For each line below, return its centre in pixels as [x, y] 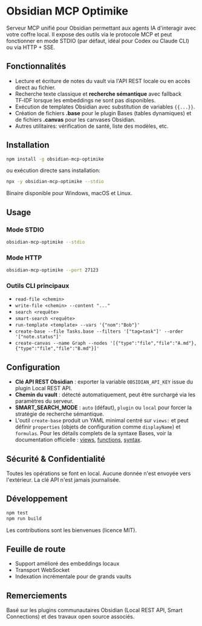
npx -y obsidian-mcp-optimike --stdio [55, 182]
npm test [17, 513]
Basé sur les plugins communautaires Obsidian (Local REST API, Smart [94, 610]
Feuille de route [36, 549]
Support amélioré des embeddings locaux [67, 564]
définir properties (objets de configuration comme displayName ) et [98, 427]
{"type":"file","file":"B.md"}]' [57, 349]
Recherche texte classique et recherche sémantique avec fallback [98, 94]
